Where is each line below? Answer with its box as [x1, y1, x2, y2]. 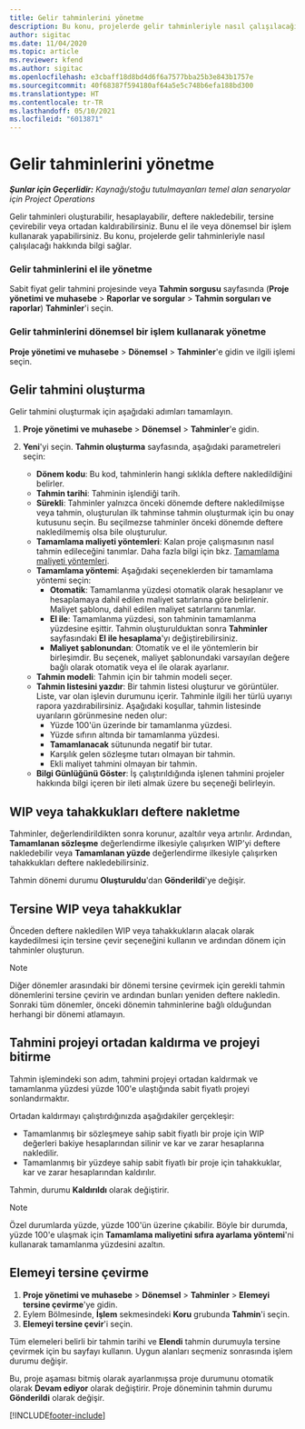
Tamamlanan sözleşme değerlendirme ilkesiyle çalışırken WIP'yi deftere [9, 838, 281, 849]
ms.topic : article [9, 47, 79, 56]
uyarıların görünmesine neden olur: [35, 710, 168, 721]
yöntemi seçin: [35, 575, 92, 586]
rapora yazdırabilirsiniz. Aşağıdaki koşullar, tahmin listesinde [35, 701, 261, 712]
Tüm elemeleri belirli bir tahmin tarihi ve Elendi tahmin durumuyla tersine [9, 1335, 281, 1346]
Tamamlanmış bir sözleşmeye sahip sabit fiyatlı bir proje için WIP [22, 1128, 265, 1139]
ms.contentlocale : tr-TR [9, 97, 103, 107]
